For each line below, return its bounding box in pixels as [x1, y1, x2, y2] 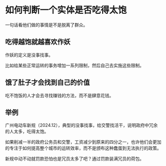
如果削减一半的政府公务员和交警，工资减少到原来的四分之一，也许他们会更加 [5, 139, 162, 145]
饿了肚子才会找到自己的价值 [5, 78, 90, 87]
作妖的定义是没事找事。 [5, 52, 53, 57]
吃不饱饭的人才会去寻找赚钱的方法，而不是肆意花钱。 [5, 92, 114, 98]
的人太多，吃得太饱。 [5, 128, 49, 134]
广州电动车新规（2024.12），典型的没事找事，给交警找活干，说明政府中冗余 [5, 122, 158, 128]
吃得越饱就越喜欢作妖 [5, 38, 70, 46]
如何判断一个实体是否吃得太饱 [5, 4, 127, 16]
